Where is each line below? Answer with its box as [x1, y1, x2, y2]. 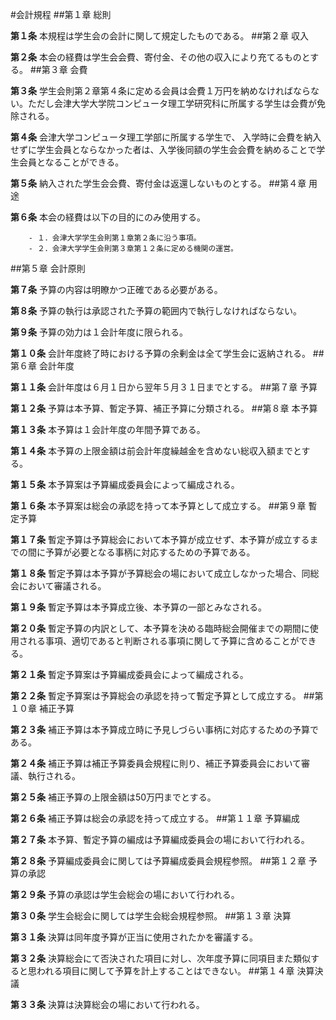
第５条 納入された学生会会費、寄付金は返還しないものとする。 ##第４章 [10, 178, 307, 189]
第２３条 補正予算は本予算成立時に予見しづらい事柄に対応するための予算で [10, 724, 320, 735]
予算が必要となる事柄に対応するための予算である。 [44, 546, 256, 558]
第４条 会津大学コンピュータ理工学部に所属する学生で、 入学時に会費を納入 [10, 131, 322, 143]
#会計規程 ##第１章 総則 [10, 9, 112, 20]
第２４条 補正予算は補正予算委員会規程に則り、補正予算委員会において [10, 758, 302, 769]
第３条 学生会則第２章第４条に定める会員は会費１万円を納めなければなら [10, 85, 311, 97]
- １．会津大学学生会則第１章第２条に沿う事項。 [28, 233, 202, 243]
